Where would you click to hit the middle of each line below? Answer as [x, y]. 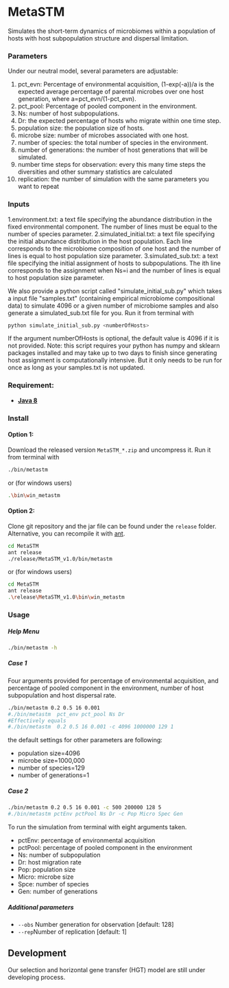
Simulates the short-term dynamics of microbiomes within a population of [112, 31]
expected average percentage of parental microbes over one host [111, 92]
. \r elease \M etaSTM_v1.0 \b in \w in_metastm [67, 597]
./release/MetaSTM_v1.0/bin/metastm [60, 559]
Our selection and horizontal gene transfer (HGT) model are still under [107, 969]
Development [37, 953]
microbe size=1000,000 [51, 761]
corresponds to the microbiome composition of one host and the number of [114, 249]
